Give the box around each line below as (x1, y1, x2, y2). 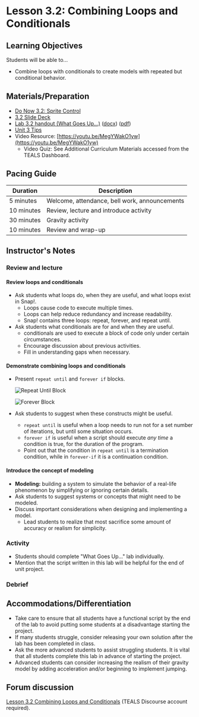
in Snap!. (14, 298, 37, 305)
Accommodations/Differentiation (6, 598, 131, 609)
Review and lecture (6, 263, 63, 272)
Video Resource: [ (14, 132, 59, 139)
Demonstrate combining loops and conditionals (6, 362, 126, 369)
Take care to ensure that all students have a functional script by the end (14, 615, 191, 622)
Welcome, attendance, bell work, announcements (46, 197, 185, 205)
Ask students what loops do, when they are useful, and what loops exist (14, 292, 191, 299)
